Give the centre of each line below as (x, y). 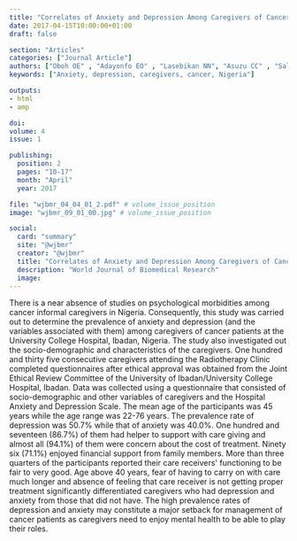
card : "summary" (47, 237)
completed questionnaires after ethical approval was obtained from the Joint (148, 369)
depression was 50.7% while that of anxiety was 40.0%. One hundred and (145, 425)
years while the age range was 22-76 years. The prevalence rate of (132, 416)
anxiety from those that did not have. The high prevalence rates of (129, 500)
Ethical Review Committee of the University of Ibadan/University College (141, 378)
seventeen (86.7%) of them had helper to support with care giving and (137, 435)
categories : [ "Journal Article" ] (71, 58)
